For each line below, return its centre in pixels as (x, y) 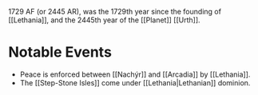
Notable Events (60, 52)
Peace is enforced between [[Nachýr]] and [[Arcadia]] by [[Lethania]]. (135, 74)
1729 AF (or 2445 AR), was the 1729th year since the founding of (115, 12)
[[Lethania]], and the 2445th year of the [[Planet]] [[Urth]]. (105, 20)
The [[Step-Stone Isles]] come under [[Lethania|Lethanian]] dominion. (135, 82)
